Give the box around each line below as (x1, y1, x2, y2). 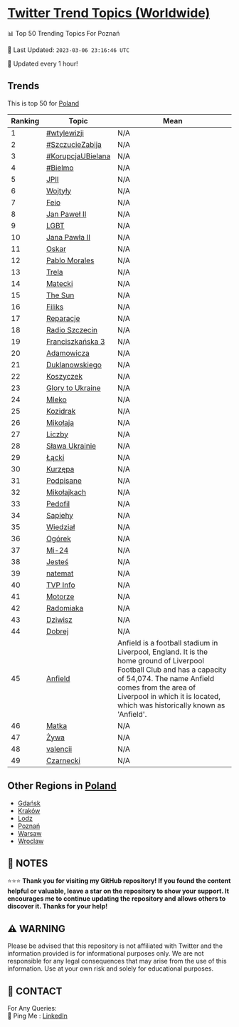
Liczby (46, 429, 69, 439)
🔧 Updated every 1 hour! (7, 59, 78, 68)
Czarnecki (46, 755, 80, 765)
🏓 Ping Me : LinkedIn (7, 1011, 68, 1020)
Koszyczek (46, 371, 83, 381)
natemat (46, 568, 74, 578)
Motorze (46, 591, 75, 601)
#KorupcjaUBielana (46, 151, 111, 161)
